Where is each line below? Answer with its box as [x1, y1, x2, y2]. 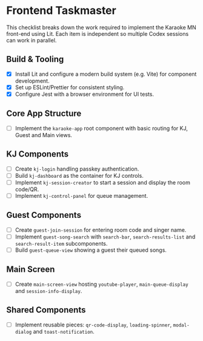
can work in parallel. [6, 36, 57, 44]
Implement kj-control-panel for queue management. [15, 192, 148, 199]
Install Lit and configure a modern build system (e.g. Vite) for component [15, 70, 197, 78]
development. [15, 77, 50, 84]
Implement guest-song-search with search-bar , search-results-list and [15, 233, 196, 240]
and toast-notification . [33, 328, 95, 335]
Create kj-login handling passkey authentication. [15, 165, 139, 172]
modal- [173, 322, 190, 328]
